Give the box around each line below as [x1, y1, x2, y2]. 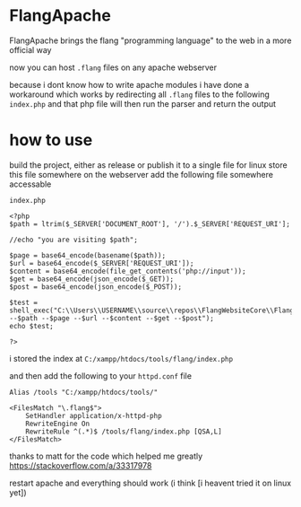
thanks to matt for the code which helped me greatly [9, 450, 203, 461]
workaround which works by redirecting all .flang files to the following [9, 89, 271, 100]
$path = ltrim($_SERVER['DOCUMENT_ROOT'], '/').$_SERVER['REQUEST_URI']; [9, 219, 291, 229]
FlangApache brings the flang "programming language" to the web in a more [9, 35, 292, 46]
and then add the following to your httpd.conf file [9, 370, 193, 381]
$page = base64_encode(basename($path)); [9, 250, 167, 260]
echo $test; [9, 321, 54, 330]
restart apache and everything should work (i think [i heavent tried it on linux [9, 477, 292, 488]
